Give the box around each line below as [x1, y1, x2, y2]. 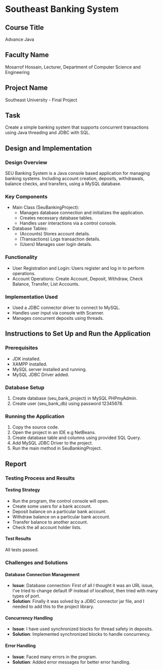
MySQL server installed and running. [12, 366, 87, 372]
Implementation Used [5, 293, 58, 300]
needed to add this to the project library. [12, 603, 94, 609]
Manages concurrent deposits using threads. [12, 315, 104, 321]
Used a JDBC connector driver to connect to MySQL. [12, 304, 121, 311]
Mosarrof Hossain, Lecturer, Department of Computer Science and [5, 64, 141, 70]
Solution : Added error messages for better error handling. [12, 659, 131, 665]
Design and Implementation [5, 144, 92, 152]
